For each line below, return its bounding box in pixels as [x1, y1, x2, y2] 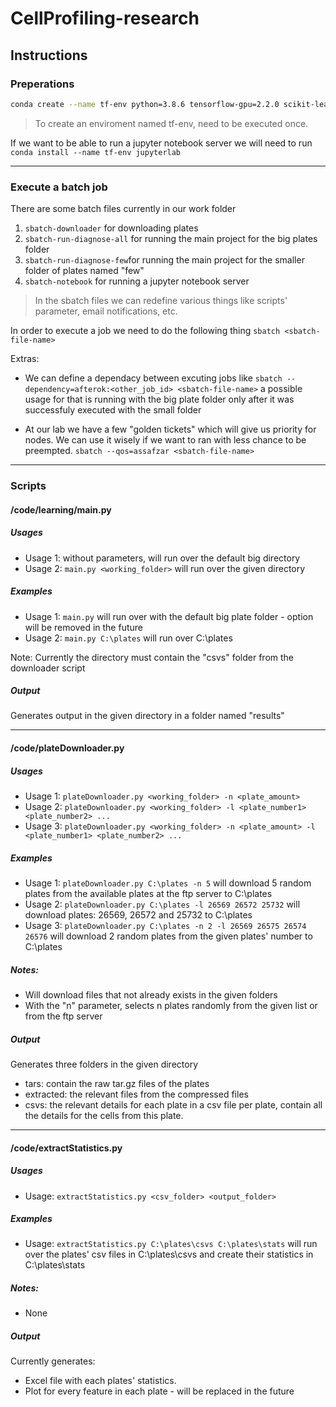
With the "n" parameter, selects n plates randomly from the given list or [24, 999, 318, 1011]
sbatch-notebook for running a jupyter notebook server [24, 275, 250, 287]
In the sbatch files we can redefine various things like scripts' [34, 295, 288, 307]
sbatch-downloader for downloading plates [24, 222, 199, 234]
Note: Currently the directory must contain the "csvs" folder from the [10, 651, 295, 663]
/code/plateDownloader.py [10, 742, 125, 754]
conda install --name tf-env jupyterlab [10, 147, 182, 157]
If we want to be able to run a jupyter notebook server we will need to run [10, 137, 313, 149]
